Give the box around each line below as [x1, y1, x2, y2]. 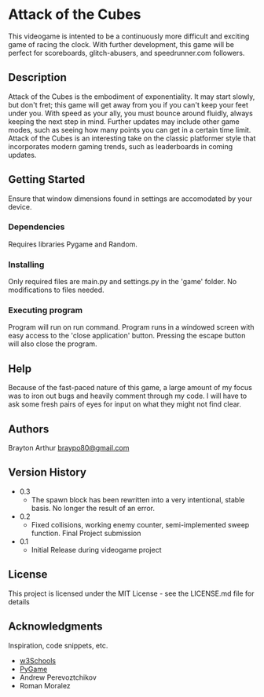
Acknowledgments [8, 620, 104, 633]
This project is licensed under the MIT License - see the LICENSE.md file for [8, 589, 255, 598]
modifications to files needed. [8, 285, 104, 295]
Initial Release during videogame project [31, 545, 162, 554]
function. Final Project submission [31, 528, 141, 538]
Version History [8, 465, 86, 480]
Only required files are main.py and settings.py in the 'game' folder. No [8, 277, 237, 286]
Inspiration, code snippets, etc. [8, 640, 108, 650]
